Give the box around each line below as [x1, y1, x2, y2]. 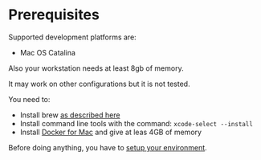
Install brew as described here [19, 110, 120, 120]
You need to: [8, 94, 51, 104]
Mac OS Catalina [19, 47, 76, 57]
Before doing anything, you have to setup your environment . [8, 142, 207, 152]
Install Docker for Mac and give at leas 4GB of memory [19, 127, 202, 137]
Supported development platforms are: [8, 32, 137, 42]
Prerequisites [8, 6, 100, 24]
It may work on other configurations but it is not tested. [8, 79, 190, 88]
